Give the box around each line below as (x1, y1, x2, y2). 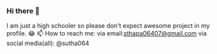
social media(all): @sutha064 (6, 39, 90, 47)
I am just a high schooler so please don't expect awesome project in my (6, 22, 210, 30)
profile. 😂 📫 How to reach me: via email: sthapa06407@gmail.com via (6, 29, 207, 38)
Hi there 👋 (6, 6, 41, 16)
